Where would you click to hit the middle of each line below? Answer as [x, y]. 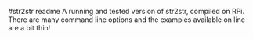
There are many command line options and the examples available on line [127, 19]
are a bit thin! [29, 28]
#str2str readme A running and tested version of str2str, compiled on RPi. [127, 11]
